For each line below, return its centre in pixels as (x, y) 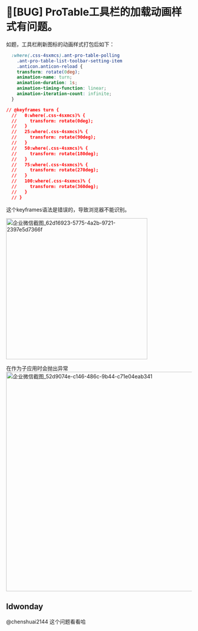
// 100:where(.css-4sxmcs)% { (51, 181)
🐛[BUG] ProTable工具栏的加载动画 (89, 12)
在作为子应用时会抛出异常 (37, 368)
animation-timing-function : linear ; (62, 88)
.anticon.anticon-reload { (50, 66)
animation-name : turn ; (44, 77)
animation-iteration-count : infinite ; (64, 94)
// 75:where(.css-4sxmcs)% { (50, 165)
